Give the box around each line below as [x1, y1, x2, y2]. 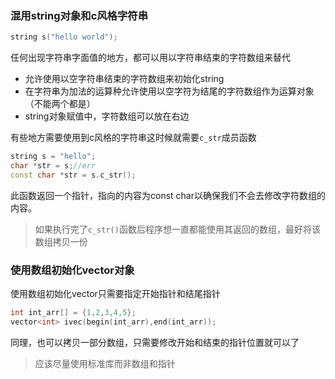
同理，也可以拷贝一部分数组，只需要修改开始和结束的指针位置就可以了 [10, 336, 300, 348]
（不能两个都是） [24, 98, 96, 110]
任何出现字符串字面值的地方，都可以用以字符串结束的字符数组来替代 [10, 52, 291, 64]
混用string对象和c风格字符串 [10, 8, 149, 22]
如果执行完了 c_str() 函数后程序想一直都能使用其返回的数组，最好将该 [34, 223, 321, 235]
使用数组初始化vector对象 [10, 263, 135, 277]
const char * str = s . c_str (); [10, 170, 137, 180]
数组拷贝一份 [34, 235, 88, 247]
